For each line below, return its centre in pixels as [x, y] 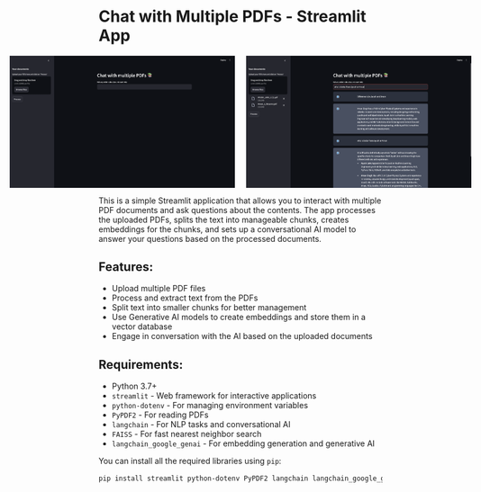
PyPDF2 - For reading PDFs [160, 415]
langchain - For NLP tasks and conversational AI [201, 425]
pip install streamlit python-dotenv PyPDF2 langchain [204, 479]
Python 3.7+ [134, 386]
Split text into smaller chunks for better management [209, 308]
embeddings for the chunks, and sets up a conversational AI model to [227, 229]
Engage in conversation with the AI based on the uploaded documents [242, 336]
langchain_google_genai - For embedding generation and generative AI [243, 443]
